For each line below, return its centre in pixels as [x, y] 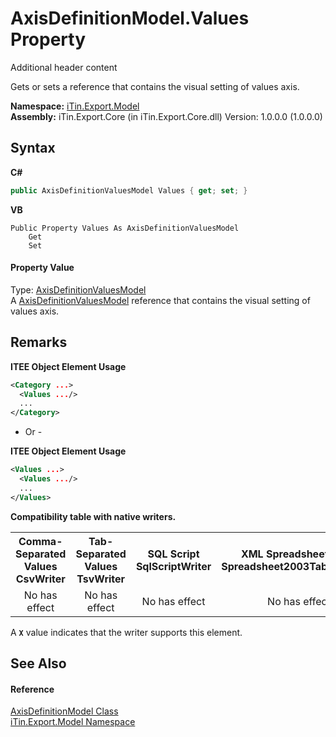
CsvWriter [40, 579]
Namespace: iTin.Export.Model [75, 106]
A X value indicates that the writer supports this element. [126, 632]
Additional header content [64, 67]
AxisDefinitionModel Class [64, 711]
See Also [38, 663]
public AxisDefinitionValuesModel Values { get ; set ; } [129, 190]
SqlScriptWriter [173, 566]
